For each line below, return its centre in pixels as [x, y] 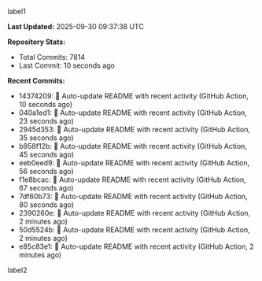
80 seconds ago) [46, 205]
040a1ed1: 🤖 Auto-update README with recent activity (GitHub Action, [133, 113]
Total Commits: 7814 [52, 57]
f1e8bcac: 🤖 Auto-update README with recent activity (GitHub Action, [132, 179]
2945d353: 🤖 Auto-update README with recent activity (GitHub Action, [135, 129]
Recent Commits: [36, 81]
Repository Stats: [37, 42]
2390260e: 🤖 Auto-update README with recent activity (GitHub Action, [135, 213]
